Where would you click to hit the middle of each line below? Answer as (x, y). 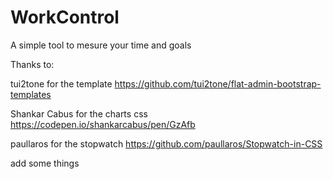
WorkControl (65, 17)
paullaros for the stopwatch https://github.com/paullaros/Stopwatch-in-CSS (166, 143)
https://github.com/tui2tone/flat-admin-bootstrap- (218, 83)
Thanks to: (32, 64)
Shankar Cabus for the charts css (79, 113)
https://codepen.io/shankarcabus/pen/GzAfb (103, 124)
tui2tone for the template (61, 83)
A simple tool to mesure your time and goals (101, 45)
